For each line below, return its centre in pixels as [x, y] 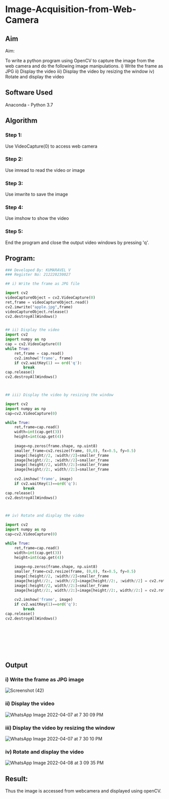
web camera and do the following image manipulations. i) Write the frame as [84, 66]
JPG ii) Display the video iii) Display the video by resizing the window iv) [80, 71]
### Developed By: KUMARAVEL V [38, 270]
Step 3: [14, 183]
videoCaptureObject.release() [37, 312]
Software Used [29, 93]
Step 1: [14, 135]
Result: [17, 779]
